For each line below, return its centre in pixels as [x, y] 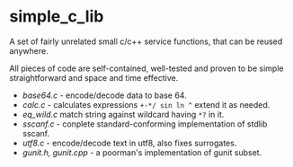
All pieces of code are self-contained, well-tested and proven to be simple [146, 68]
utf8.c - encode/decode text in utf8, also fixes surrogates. [129, 143]
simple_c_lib [57, 17]
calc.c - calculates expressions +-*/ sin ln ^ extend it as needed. [146, 104]
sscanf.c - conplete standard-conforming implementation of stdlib [145, 124]
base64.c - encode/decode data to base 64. [104, 95]
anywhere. [29, 50]
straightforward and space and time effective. [94, 77]
